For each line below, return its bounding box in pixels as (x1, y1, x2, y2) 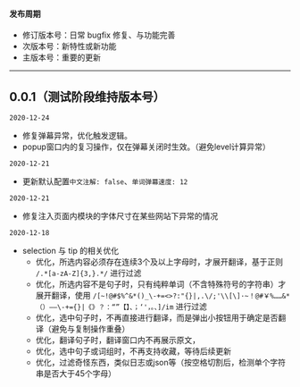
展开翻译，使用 (35, 290, 91, 301)
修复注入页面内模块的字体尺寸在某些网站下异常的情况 (21, 211, 219, 222)
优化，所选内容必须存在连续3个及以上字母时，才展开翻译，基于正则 (35, 257, 284, 267)
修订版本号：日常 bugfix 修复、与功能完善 (21, 29, 176, 40)
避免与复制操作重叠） (51, 324, 130, 334)
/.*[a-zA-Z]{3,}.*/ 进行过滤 (35, 268, 142, 279)
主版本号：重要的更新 (21, 52, 101, 63)
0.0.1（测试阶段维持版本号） (9, 89, 165, 105)
